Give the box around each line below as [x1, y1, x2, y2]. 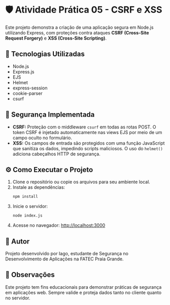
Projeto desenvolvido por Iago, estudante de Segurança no [5, 250, 128, 256]
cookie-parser [12, 90, 43, 96]
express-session [12, 85, 48, 91]
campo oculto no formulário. [12, 134, 73, 141]
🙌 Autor [5, 237, 30, 246]
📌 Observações [5, 270, 55, 279]
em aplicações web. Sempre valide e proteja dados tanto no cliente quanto [5, 289, 161, 295]
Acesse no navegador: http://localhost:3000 [12, 222, 106, 228]
